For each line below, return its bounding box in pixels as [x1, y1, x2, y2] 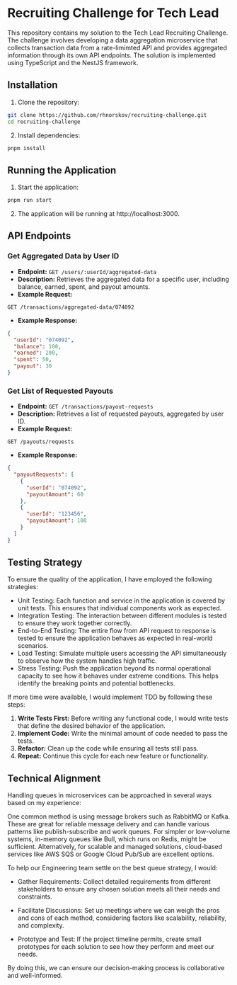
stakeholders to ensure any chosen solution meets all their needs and [17, 885, 221, 894]
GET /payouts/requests [7, 438, 74, 445]
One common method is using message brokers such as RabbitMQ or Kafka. [7, 812, 231, 821]
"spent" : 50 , [13, 356, 52, 363]
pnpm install [7, 144, 46, 152]
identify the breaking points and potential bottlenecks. [17, 679, 175, 688]
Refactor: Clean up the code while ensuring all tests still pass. [17, 744, 199, 753]
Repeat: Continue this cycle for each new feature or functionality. [17, 752, 209, 761]
